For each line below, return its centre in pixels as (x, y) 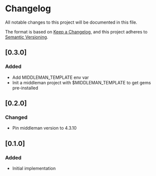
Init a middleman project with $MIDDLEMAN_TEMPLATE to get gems (81, 82)
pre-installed (25, 88)
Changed (16, 117)
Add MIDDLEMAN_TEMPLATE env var (50, 77)
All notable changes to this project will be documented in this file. (71, 22)
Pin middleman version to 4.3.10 (45, 128)
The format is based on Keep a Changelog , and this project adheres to (76, 32)
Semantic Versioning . (27, 37)
